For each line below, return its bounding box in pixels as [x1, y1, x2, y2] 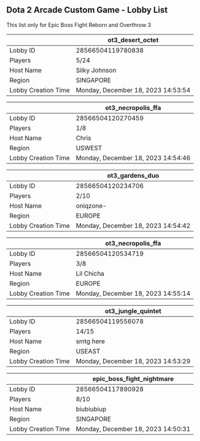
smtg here [75, 337, 106, 345]
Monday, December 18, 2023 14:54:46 [75, 153, 191, 162]
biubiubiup [75, 404, 107, 413]
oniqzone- [75, 202, 107, 210]
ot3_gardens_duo [107, 171, 160, 179]
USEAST [75, 347, 101, 355]
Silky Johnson [75, 66, 117, 74]
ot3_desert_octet [107, 36, 159, 44]
